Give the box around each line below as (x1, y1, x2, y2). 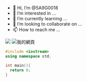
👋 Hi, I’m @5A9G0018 (12, 5, 58, 11)
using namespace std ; (5, 54, 52, 59)
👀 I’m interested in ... (12, 10, 56, 16)
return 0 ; (10, 67, 31, 73)
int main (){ (5, 63, 31, 68)
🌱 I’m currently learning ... (12, 16, 68, 21)
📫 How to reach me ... (12, 27, 60, 32)
